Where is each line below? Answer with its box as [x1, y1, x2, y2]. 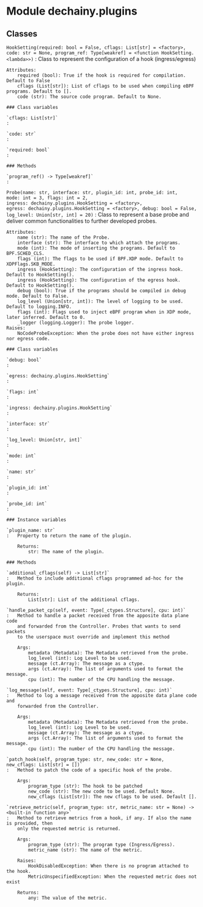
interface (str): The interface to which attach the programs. [17, 240, 181, 246]
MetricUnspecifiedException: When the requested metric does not [28, 874, 198, 880]
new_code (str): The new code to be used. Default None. [28, 788, 175, 794]
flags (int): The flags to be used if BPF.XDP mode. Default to [17, 256, 184, 262]
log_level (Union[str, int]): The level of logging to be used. [17, 298, 184, 304]
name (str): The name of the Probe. [17, 234, 111, 240]
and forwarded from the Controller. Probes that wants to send [17, 623, 181, 629]
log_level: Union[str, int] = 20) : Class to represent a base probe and [6, 211, 190, 218]
